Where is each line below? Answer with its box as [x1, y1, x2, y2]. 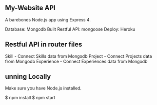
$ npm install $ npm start [5, 95, 56, 101]
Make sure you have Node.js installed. [5, 85, 82, 91]
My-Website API [5, 4, 56, 12]
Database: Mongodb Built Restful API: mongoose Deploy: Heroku [5, 26, 136, 32]
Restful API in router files [5, 40, 82, 49]
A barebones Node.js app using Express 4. [5, 17, 91, 22]
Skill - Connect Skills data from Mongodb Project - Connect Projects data [5, 53, 152, 59]
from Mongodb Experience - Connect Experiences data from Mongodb [5, 58, 148, 64]
